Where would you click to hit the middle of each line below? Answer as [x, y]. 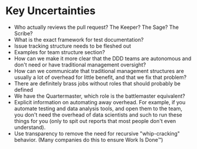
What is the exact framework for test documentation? [79, 39]
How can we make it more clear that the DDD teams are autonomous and [103, 58]
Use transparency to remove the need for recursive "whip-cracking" [97, 133]
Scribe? [23, 33]
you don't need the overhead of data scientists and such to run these [98, 115]
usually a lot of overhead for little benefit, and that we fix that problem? [100, 77]
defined [24, 90]
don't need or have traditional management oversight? [80, 64]
